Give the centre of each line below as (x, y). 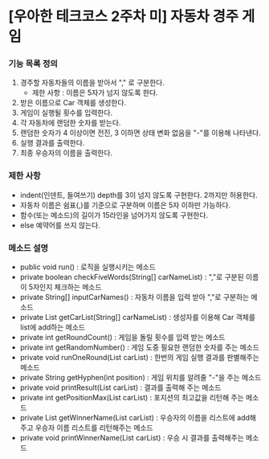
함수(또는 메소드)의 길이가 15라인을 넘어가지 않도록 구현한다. (114, 215)
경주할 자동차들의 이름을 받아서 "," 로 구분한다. (92, 83)
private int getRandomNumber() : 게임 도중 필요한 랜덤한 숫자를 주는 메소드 (139, 347)
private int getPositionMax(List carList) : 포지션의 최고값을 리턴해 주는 (132, 398)
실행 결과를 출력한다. (52, 143)
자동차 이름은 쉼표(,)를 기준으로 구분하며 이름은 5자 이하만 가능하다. (125, 205)
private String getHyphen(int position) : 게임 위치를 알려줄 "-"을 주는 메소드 (141, 378)
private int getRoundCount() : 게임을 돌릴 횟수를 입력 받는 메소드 (122, 338)
